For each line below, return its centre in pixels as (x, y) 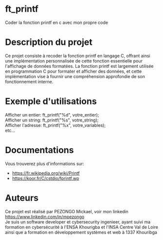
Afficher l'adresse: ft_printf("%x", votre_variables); (55, 125)
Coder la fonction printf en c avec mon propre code (57, 22)
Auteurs (22, 198)
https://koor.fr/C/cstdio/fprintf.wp (45, 178)
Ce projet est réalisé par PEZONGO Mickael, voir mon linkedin (67, 211)
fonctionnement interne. (29, 81)
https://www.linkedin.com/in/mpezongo (45, 217)
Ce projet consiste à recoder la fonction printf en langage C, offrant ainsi (78, 56)
